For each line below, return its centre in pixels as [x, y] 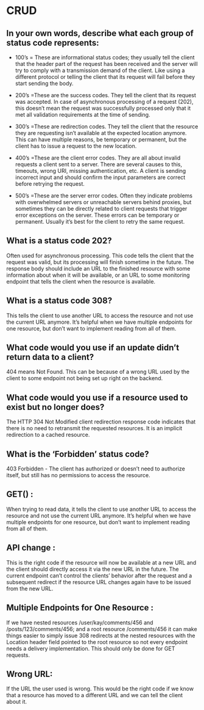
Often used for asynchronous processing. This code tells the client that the [100, 255]
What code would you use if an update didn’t [93, 348]
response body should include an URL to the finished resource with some [98, 268]
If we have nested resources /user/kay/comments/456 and [80, 622]
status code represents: [53, 42]
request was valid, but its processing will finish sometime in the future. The [100, 262]
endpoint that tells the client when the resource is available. [81, 281]
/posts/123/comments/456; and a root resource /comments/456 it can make [102, 629]
